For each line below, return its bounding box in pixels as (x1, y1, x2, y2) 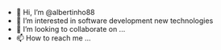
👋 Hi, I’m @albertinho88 (15, 8, 95, 17)
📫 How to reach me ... (15, 33, 91, 43)
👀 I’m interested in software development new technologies (15, 16, 214, 25)
